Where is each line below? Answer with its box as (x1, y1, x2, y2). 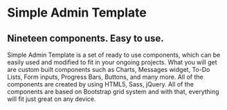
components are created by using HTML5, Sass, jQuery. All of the (7, 80, 194, 88)
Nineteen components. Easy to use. (7, 33, 164, 44)
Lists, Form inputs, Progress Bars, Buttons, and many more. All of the (7, 73, 204, 81)
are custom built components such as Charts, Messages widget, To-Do (7, 66, 210, 73)
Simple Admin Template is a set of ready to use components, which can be (7, 51, 221, 59)
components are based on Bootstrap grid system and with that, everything (7, 88, 219, 95)
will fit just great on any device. (7, 95, 96, 103)
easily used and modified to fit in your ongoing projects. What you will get (7, 58, 217, 66)
